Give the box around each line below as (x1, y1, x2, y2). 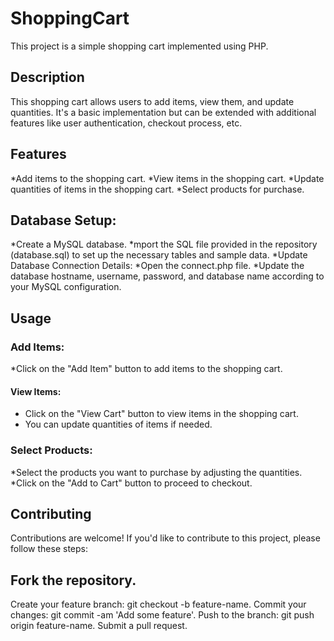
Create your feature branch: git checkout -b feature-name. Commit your (10, 598, 307, 611)
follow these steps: (10, 543, 88, 555)
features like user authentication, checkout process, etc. (10, 117, 243, 129)
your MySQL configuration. (10, 281, 122, 293)
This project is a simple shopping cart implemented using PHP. (10, 40, 269, 52)
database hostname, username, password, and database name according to (10, 270, 325, 282)
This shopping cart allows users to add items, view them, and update (10, 95, 295, 107)
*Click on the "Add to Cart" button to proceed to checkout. (10, 477, 253, 489)
